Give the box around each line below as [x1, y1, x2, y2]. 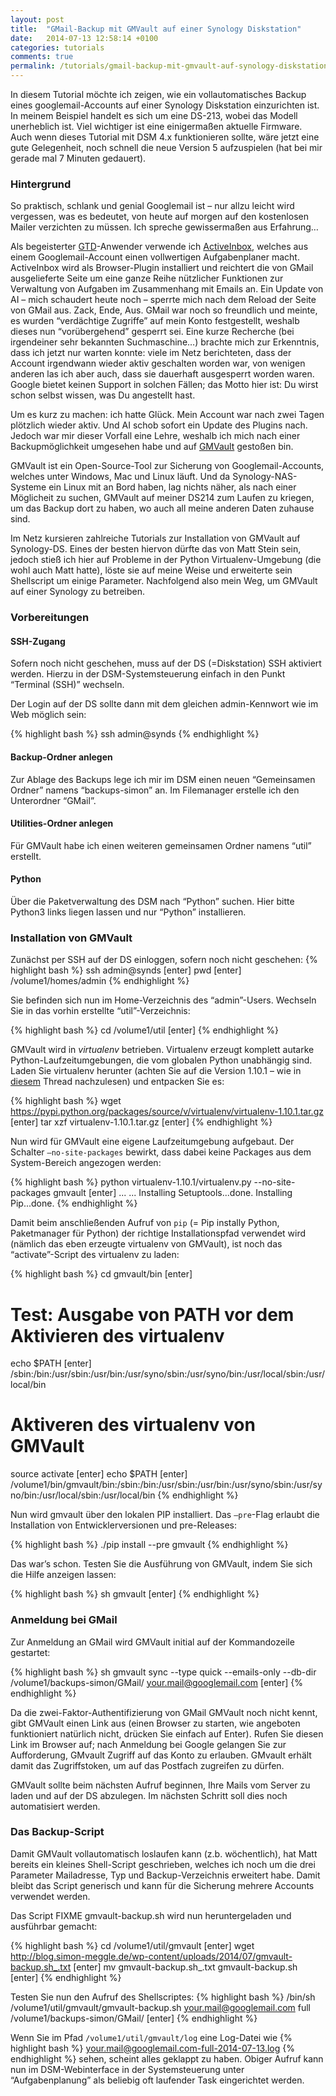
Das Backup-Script [10, 1825, 105, 1839]
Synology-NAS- [232, 471, 298, 483]
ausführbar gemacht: [10, 1920, 98, 1932]
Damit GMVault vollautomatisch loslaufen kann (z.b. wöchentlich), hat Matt [10, 1847, 318, 1860]
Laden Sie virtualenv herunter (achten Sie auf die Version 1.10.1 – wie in [10, 1065, 302, 1077]
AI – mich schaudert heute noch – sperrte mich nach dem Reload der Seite [10, 294, 317, 306]
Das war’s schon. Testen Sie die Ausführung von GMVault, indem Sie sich [10, 1558, 313, 1570]
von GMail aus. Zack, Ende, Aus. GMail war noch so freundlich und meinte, [10, 304, 318, 316]
